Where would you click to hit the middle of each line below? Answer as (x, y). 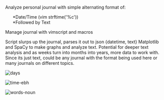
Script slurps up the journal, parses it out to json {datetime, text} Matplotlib (82, 42)
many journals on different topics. (40, 63)
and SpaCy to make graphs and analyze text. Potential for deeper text (77, 47)
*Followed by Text (31, 22)
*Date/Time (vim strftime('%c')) (45, 17)
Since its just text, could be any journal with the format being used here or (81, 58)
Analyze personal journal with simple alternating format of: (65, 7)
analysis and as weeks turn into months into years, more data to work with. (82, 53)
